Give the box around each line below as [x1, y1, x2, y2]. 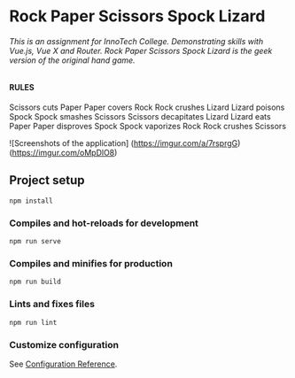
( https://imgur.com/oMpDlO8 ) [9, 148, 118, 158]
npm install [9, 197, 53, 205]
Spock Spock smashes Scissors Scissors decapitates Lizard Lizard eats [9, 112, 272, 121]
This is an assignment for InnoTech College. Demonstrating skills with [9, 35, 264, 46]
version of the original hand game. [9, 55, 136, 66]
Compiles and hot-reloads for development [9, 217, 199, 229]
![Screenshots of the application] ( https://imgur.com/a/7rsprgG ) [9, 138, 241, 148]
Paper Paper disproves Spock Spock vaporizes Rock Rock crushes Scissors [9, 121, 286, 131]
